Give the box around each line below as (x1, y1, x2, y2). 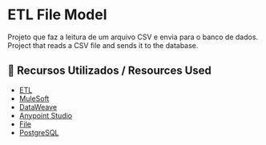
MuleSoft (18, 94, 50, 103)
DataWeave (18, 102, 58, 111)
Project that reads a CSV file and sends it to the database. (7, 40, 199, 50)
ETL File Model (7, 6, 107, 24)
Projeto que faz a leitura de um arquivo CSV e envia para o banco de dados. (7, 32, 258, 42)
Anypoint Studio (18, 111, 73, 120)
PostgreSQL (18, 127, 59, 137)
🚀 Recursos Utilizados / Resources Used (7, 64, 212, 78)
